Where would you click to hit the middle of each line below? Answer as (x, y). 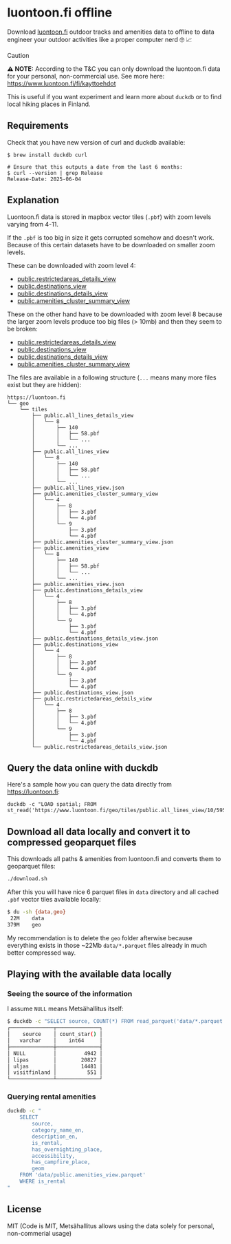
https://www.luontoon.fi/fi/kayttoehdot (62, 83)
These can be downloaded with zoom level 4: (71, 265)
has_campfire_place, (61, 1162)
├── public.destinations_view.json (83, 693)
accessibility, (54, 1156)
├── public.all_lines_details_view (83, 415)
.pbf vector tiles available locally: (54, 900)
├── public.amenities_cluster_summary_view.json (103, 542)
